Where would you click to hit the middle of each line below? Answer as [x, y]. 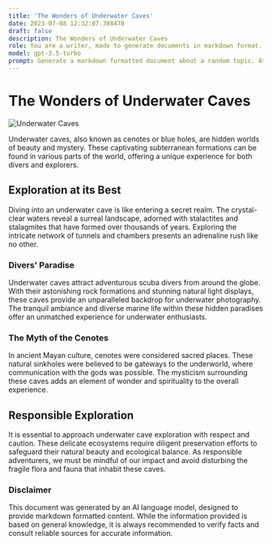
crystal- [244, 209]
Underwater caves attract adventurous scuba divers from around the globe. [134, 282]
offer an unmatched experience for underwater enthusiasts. [108, 317]
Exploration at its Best [65, 190]
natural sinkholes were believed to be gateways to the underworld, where [131, 364]
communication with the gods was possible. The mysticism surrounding [128, 373]
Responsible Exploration [71, 415]
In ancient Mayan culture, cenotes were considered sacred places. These [131, 356]
